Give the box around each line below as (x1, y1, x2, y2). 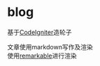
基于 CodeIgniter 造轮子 (7, 28, 72, 36)
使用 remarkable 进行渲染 (7, 51, 77, 60)
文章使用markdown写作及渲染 (7, 42, 93, 51)
